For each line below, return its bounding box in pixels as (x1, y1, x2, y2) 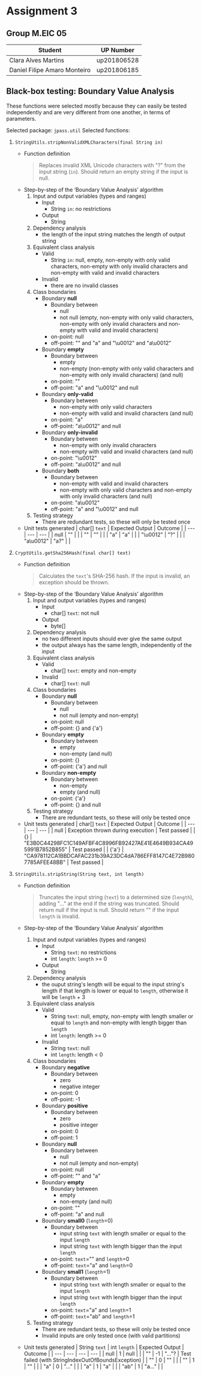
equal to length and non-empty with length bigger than (50, 1019, 187, 1026)
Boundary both (41, 467, 80, 474)
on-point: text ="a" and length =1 (50, 1306, 131, 1313)
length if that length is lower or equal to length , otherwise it (41, 987, 188, 994)
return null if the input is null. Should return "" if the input (38, 906, 179, 913)
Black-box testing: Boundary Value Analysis (6, 86, 175, 97)
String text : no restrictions (50, 949, 117, 956)
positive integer (59, 1121, 98, 1128)
